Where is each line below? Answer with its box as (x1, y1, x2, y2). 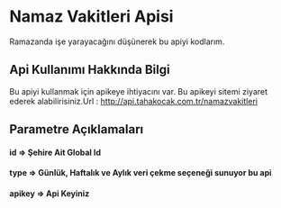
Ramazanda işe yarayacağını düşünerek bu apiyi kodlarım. (9, 36, 225, 47)
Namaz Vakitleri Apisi (9, 6, 174, 27)
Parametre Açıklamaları (9, 122, 144, 137)
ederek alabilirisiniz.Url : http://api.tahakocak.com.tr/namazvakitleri (9, 95, 258, 106)
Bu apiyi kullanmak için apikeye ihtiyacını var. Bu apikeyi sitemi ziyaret (9, 86, 268, 96)
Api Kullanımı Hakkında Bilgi (9, 62, 170, 77)
